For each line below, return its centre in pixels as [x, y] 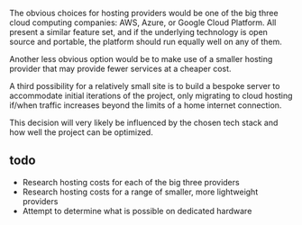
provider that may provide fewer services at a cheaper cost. [120, 68]
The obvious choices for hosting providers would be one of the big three [144, 13]
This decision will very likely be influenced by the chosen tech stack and [144, 122]
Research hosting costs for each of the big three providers [131, 182]
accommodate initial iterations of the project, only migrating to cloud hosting [151, 95]
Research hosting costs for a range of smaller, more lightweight [140, 192]
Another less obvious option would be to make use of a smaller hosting [141, 59]
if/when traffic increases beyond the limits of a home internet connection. [146, 105]
